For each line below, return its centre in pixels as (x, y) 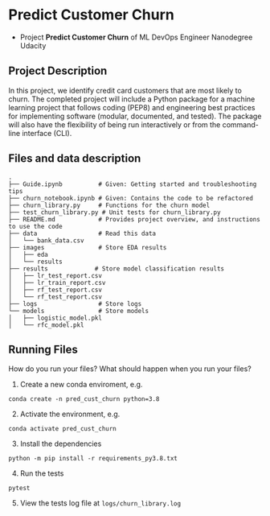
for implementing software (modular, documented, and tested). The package (135, 116)
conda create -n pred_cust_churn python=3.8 (84, 399)
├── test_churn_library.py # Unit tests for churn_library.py (115, 212)
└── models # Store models (79, 311)
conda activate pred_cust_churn (62, 429)
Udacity (33, 45)
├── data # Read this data (82, 233)
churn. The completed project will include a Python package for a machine (132, 99)
